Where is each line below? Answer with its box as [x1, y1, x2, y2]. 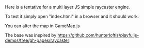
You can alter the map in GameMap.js [5, 23, 80, 29]
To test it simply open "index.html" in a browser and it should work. [5, 14, 139, 19]
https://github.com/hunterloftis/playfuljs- [57, 32, 139, 38]
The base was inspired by [5, 32, 57, 38]
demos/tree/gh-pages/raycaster [5, 37, 69, 43]
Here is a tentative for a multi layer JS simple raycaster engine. [5, 4, 130, 10]
